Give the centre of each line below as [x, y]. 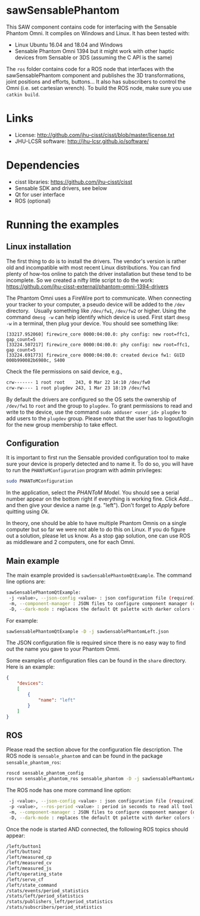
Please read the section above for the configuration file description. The [94, 750]
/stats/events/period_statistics [48, 891]
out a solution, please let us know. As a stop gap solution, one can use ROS [98, 536]
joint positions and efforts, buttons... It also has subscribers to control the [96, 82]
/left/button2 [24, 852]
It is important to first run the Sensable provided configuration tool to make [98, 458]
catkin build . [23, 94]
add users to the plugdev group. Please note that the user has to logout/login [100, 418]
